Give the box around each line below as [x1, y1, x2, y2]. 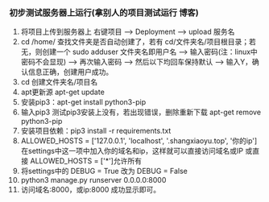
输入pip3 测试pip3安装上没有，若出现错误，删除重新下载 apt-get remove [20, 107, 261, 117]
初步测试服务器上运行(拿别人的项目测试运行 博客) [9, 6, 200, 18]
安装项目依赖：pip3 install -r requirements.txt [20, 126, 172, 136]
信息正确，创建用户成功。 [27, 67, 114, 77]
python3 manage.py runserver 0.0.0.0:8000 [20, 175, 167, 185]
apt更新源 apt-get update [20, 87, 106, 97]
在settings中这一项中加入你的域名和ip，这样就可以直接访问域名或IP [20, 146, 244, 156]
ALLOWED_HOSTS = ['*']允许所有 [30, 156, 142, 166]
